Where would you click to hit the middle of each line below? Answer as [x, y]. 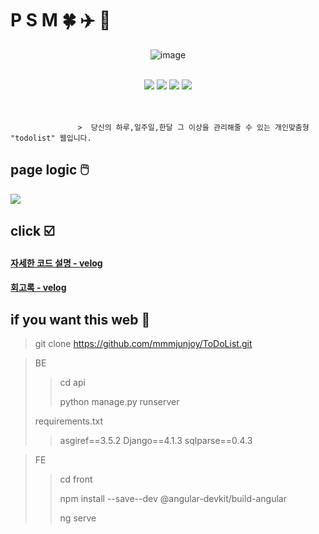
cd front [76, 479]
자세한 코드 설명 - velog [56, 263]
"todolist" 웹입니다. [51, 138]
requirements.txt [69, 421]
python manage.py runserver [119, 402]
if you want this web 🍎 [80, 319]
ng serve [78, 518]
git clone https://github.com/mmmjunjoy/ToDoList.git [143, 344]
